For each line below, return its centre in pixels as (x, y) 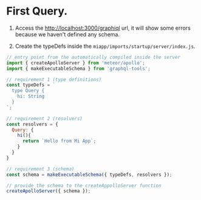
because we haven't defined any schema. (67, 34)
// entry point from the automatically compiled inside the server (94, 57)
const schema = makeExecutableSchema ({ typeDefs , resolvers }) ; (89, 175)
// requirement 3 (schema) (40, 169)
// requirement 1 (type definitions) (54, 79)
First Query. (37, 11)
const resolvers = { (32, 124)
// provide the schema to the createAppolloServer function (84, 185)
